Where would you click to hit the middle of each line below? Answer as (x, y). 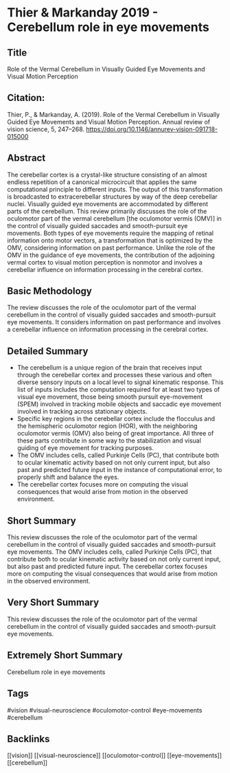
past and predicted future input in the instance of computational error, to (119, 470)
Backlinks (28, 739)
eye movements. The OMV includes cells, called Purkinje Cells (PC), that (110, 552)
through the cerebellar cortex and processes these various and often (114, 375)
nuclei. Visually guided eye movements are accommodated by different (107, 203)
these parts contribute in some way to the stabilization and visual (109, 440)
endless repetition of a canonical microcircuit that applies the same (102, 182)
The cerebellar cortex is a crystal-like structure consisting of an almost (107, 175)
